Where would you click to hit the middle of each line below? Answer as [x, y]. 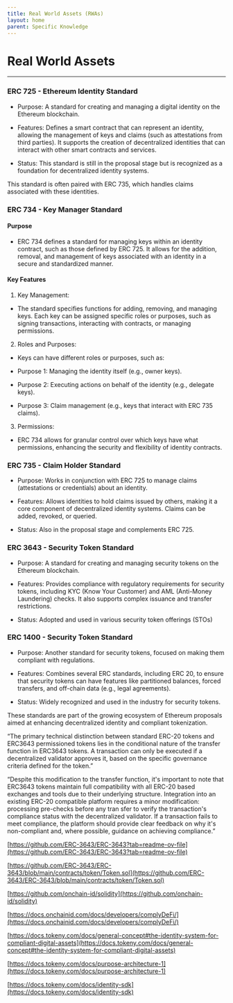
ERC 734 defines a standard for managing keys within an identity [110, 242]
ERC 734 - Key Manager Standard [65, 210]
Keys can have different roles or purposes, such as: [91, 357]
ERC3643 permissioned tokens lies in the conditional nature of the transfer [114, 743]
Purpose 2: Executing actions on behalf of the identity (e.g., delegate [115, 384]
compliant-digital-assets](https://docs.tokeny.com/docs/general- [100, 942]
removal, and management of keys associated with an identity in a [112, 256]
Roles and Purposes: [47, 344]
